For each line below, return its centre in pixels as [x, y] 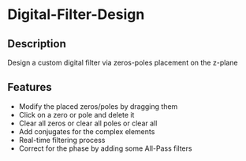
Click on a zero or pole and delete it [76, 114]
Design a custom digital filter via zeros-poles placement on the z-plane [123, 62]
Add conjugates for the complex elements [87, 131]
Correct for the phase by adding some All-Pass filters [105, 148]
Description [37, 44]
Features [30, 87]
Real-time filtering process [62, 140]
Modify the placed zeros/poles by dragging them [98, 106]
